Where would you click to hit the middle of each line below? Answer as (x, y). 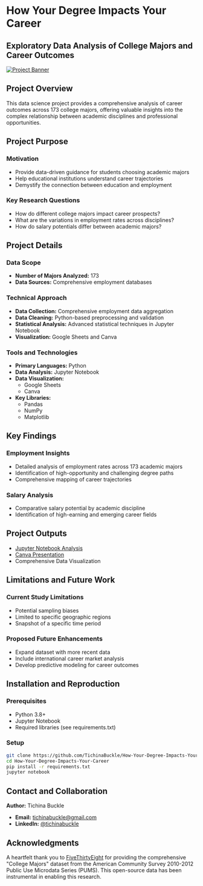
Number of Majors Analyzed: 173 (57, 276)
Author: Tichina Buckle (35, 806)
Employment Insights (38, 453)
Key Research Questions (43, 200)
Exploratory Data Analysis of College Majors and (100, 46)
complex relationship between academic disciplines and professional (92, 116)
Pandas (34, 404)
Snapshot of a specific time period (58, 623)
